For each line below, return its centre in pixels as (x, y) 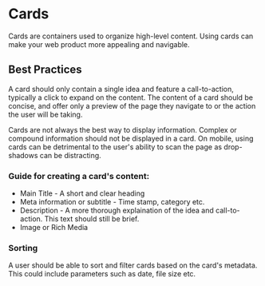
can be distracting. (70, 155)
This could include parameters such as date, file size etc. (102, 274)
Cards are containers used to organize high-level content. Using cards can (131, 36)
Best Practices (45, 70)
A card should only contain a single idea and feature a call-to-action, (121, 89)
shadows (23, 155)
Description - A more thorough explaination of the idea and (117, 211)
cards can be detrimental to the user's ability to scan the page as (115, 147)
